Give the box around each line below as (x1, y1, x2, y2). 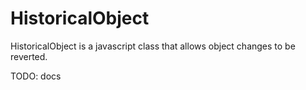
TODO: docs (10, 70, 62, 82)
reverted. (10, 50, 48, 62)
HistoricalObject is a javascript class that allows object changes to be (10, 40, 296, 52)
